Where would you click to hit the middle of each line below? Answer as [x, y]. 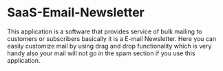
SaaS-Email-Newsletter [76, 13]
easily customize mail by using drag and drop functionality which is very [109, 46]
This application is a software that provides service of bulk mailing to [105, 31]
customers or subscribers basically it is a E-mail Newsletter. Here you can [112, 38]
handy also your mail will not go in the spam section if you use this [101, 53]
